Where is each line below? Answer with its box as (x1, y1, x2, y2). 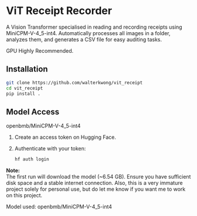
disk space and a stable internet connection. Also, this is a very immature (6, 180, 183, 187)
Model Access (6, 107, 60, 116)
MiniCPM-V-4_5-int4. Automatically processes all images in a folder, (6, 29, 171, 36)
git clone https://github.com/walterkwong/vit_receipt (6, 80, 143, 85)
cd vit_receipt (6, 85, 43, 91)
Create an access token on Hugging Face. (14, 133, 116, 141)
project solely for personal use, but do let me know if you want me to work (6, 186, 186, 193)
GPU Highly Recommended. (6, 47, 74, 54)
